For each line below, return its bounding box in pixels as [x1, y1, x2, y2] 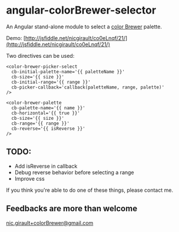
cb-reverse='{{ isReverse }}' [11, 125, 85, 132]
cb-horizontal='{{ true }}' [11, 110, 81, 116]
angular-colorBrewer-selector [6, 4, 157, 17]
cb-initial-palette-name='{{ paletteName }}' [11, 68, 125, 74]
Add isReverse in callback [14, 162, 78, 169]
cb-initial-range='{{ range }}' [11, 79, 91, 85]
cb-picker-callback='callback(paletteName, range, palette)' [11, 84, 165, 90]
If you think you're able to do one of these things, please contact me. [6, 187, 174, 194]
